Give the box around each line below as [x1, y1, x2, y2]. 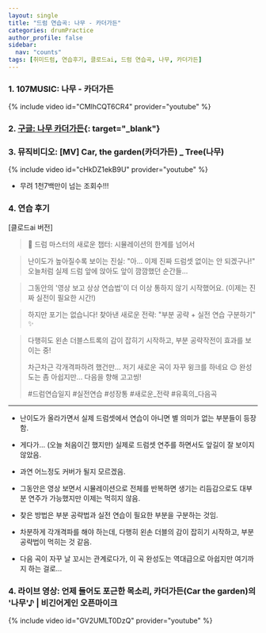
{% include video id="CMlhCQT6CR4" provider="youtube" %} [8, 102, 211, 112]
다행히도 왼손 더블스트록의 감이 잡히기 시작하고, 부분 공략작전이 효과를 [27, 335, 244, 345]
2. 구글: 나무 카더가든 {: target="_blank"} [8, 124, 161, 135]
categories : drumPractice [8, 26, 93, 34]
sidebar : [8, 41, 37, 49]
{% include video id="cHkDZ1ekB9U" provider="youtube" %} [8, 165, 208, 174]
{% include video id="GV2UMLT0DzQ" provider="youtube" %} [8, 616, 213, 625]
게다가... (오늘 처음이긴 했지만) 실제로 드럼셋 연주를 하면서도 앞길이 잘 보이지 [19, 440, 255, 449]
